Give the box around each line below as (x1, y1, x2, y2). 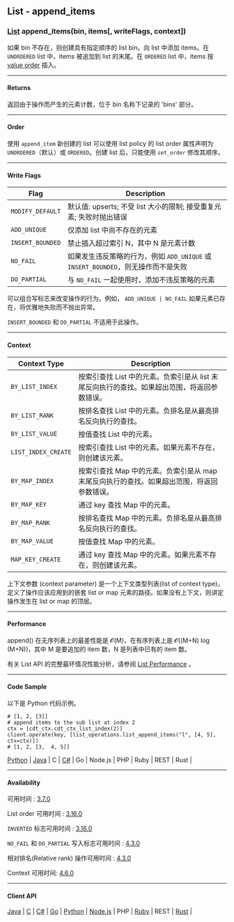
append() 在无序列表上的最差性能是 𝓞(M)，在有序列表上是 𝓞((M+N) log (7, 636, 210, 644)
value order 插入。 (7, 61, 61, 69)
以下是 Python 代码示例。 (7, 699, 80, 707)
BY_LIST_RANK (10, 411, 54, 419)
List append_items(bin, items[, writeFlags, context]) (7, 27, 187, 36)
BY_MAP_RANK (10, 519, 51, 526)
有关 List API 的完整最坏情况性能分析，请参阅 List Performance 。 (7, 660, 195, 668)
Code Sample (7, 683, 47, 691)
